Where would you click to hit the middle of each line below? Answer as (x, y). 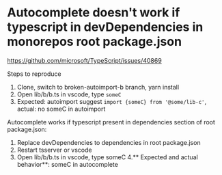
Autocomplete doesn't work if (94, 13)
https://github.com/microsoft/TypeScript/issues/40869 (84, 60)
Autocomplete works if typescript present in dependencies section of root (111, 122)
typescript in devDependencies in (105, 27)
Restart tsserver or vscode (54, 150)
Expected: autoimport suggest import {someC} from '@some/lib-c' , (112, 101)
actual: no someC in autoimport (61, 109)
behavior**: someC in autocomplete (67, 164)
